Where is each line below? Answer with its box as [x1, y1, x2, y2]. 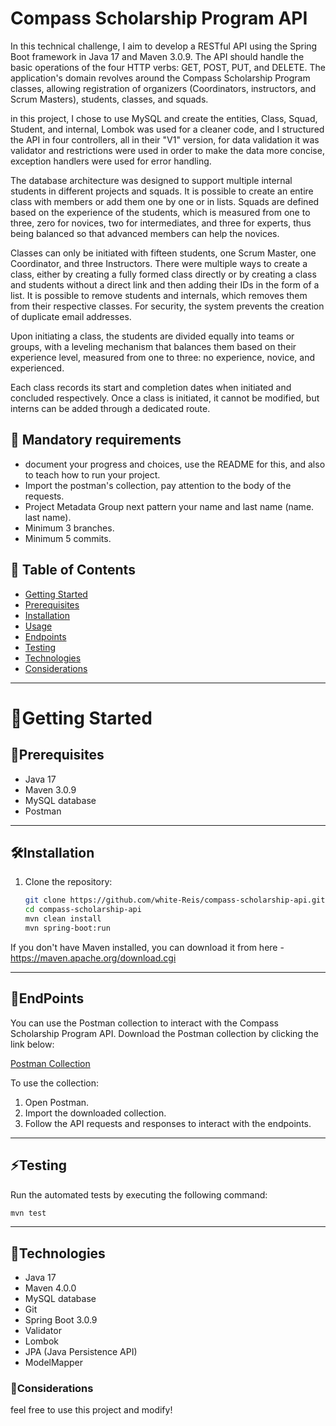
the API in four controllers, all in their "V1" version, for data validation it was [10, 133, 320, 146]
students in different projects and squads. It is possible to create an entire [10, 185, 314, 197]
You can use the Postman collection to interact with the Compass [10, 1017, 279, 1029]
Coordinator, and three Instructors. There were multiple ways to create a [10, 257, 308, 269]
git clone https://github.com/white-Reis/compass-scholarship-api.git [24, 895, 326, 906]
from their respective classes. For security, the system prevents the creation [10, 300, 325, 312]
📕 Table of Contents [10, 562, 136, 579]
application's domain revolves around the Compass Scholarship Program [10, 72, 311, 84]
